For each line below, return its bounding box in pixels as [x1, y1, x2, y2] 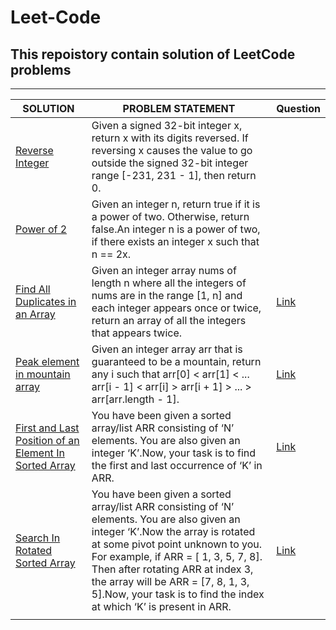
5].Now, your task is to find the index [91, 587, 265, 601]
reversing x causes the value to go [91, 144, 253, 157]
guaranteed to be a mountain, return [91, 355, 262, 368]
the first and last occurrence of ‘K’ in [91, 459, 263, 472]
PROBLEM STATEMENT [122, 102, 236, 115]
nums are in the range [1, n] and [91, 289, 243, 302]
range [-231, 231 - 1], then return [91, 169, 257, 182]
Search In [15, 531, 61, 545]
